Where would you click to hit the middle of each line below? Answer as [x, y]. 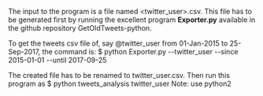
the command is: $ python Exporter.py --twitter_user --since [140, 52]
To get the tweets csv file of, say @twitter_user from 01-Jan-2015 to [118, 43]
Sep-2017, [24, 52]
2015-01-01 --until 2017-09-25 [57, 60]
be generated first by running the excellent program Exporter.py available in [132, 20]
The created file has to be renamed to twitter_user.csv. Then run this [119, 75]
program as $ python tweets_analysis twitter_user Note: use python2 [120, 83]
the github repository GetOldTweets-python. [80, 28]
